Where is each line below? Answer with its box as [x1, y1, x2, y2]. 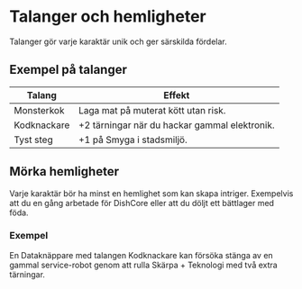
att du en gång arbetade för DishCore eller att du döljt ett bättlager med [9, 197, 275, 208]
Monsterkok [14, 104, 65, 116]
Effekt [163, 88, 190, 101]
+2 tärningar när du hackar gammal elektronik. [78, 119, 275, 131]
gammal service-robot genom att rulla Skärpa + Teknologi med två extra [9, 259, 278, 270]
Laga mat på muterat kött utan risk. [78, 104, 226, 116]
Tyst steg [14, 133, 53, 146]
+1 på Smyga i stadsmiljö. [78, 133, 188, 146]
